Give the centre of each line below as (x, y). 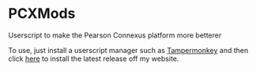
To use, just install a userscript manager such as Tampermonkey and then (128, 50)
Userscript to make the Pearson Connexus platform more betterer (115, 35)
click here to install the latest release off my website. (94, 59)
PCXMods (42, 14)
